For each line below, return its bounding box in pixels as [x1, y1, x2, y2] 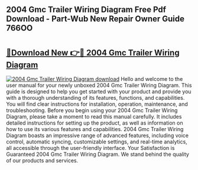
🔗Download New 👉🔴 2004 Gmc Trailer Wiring [6, 47, 180, 58]
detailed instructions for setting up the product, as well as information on [6, 119, 183, 126]
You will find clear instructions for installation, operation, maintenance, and [6, 100, 188, 107]
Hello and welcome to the [121, 76, 183, 82]
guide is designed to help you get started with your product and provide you [6, 88, 191, 95]
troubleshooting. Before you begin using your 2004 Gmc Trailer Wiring [6, 107, 178, 114]
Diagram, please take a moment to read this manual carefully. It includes [6, 113, 182, 120]
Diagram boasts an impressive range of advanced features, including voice [6, 132, 189, 139]
